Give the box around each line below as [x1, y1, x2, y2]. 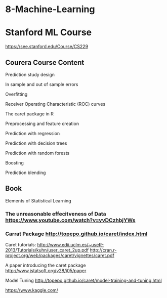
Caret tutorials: [5, 241, 36, 247]
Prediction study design [5, 71, 55, 77]
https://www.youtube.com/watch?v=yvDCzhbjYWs [5, 217, 136, 224]
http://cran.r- [90, 247, 117, 253]
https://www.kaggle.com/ [5, 287, 58, 293]
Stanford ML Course [5, 27, 92, 38]
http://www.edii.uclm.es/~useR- [37, 241, 104, 247]
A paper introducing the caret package [5, 262, 86, 268]
